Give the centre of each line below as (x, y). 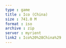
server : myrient (23, 33)
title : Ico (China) (27, 14)
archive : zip (20, 28)
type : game (17, 10)
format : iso (19, 24)
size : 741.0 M (21, 19)
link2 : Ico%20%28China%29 (33, 38)
